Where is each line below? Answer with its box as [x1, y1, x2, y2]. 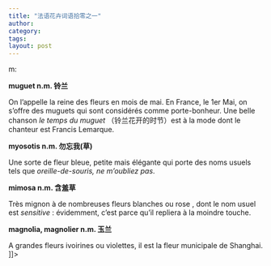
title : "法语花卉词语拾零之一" [8, 11, 102, 20]
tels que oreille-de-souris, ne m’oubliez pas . [8, 166, 155, 176]
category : [8, 27, 42, 35]
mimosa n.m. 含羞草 [8, 183, 76, 193]
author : [8, 19, 35, 28]
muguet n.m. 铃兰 [8, 81, 69, 91]
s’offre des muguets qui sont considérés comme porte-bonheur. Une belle [8, 106, 256, 116]
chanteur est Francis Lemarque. [8, 125, 115, 135]
